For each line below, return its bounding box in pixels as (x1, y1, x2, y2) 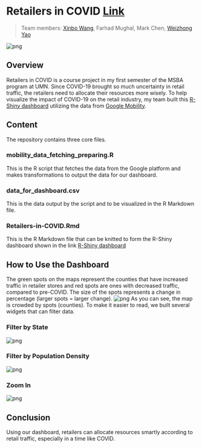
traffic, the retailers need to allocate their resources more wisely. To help (6, 89, 187, 97)
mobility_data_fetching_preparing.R (6, 151, 114, 159)
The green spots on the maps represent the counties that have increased (6, 276, 188, 283)
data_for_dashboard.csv (6, 186, 80, 195)
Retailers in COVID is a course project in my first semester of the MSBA (6, 76, 183, 83)
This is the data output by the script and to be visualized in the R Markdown (6, 200, 195, 208)
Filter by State (6, 323, 48, 331)
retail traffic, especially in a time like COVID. (6, 435, 115, 442)
